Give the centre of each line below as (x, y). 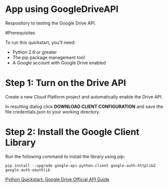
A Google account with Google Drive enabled (59, 62)
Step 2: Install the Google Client (72, 132)
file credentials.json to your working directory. (53, 111)
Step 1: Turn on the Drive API (66, 83)
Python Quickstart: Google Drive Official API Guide (57, 179)
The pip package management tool (49, 57)
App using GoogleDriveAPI (62, 9)
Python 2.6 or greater (35, 52)
